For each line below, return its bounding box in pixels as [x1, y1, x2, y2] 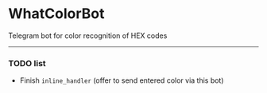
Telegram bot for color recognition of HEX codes [8, 31, 168, 40]
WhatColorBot [8, 5, 105, 23]
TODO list [8, 58, 46, 69]
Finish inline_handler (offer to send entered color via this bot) [19, 76, 224, 85]
